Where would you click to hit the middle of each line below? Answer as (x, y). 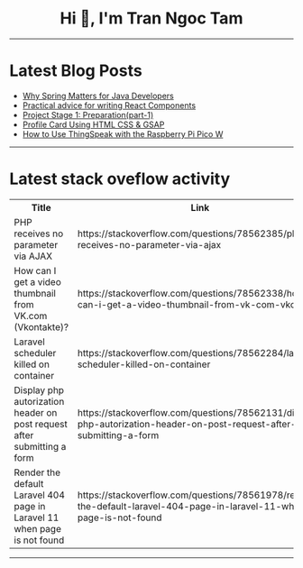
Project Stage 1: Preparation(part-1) (88, 115)
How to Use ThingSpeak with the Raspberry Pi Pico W (123, 133)
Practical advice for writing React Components (109, 105)
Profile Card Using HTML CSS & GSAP (93, 124)
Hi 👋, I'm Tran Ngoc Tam (151, 18)
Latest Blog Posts (76, 71)
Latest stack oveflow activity (120, 179)
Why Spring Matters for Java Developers (98, 96)
